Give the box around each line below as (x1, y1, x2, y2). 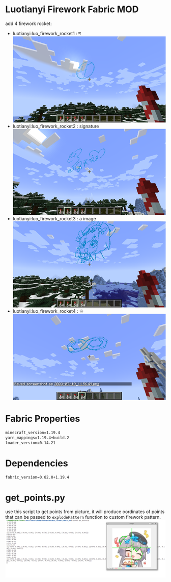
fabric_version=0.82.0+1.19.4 (5, 475, 70, 480)
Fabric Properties (5, 413, 80, 424)
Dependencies (5, 458, 68, 469)
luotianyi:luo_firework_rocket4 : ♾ (12, 308, 84, 314)
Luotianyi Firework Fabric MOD (5, 4, 139, 15)
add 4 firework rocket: (5, 20, 52, 27)
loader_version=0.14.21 (5, 440, 56, 446)
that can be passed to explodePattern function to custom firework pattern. (5, 514, 161, 520)
